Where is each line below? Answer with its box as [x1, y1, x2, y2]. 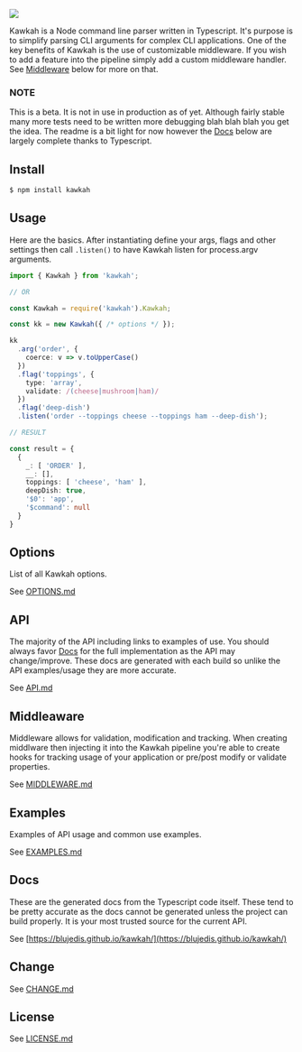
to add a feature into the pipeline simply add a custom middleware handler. [9, 54, 287, 65]
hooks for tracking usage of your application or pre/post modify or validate [9, 752, 287, 762]
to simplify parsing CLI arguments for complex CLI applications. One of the [9, 35, 287, 45]
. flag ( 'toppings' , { [17, 370, 95, 379]
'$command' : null [25, 503, 91, 512]
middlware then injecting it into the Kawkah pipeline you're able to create [9, 743, 280, 753]
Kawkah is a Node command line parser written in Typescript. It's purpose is [9, 25, 293, 36]
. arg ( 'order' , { [17, 345, 78, 354]
